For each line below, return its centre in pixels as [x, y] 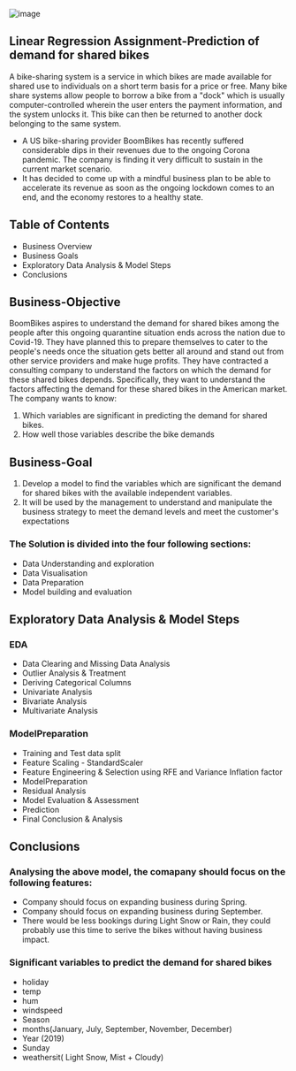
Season [36, 1019]
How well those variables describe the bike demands [118, 434]
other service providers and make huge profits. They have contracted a [139, 361]
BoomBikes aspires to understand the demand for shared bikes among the [144, 324]
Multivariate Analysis [60, 711]
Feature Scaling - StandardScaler [83, 762]
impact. [36, 940]
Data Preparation [53, 582]
